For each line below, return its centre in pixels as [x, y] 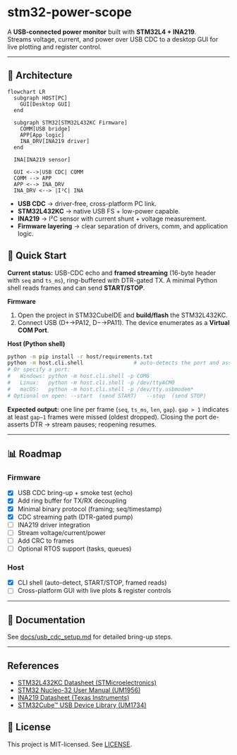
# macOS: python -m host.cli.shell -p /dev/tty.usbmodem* [101, 389]
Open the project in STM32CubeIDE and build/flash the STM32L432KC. [122, 315]
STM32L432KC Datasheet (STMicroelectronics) [87, 682]
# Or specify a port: [39, 370]
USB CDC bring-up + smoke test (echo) [75, 493]
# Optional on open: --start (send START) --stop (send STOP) [107, 395]
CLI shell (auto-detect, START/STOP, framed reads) [92, 583]
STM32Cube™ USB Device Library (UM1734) [82, 705]
